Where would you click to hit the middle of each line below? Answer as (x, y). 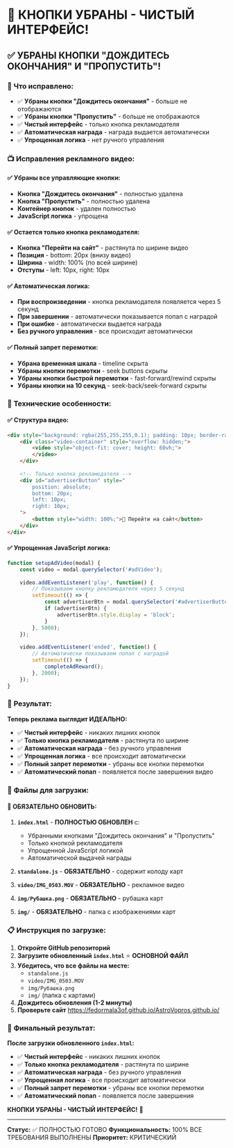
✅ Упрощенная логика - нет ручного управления (91, 140)
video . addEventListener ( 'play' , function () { (87, 582)
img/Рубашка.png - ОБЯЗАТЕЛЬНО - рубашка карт (90, 898)
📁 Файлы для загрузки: (48, 790)
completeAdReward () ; (74, 667)
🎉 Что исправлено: (41, 86)
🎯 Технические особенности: (59, 404)
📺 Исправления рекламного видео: (71, 159)
